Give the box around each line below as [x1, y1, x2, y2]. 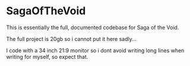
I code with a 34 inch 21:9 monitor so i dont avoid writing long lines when [6, 46, 185, 54]
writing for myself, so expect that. [6, 53, 88, 60]
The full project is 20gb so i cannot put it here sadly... [6, 35, 137, 42]
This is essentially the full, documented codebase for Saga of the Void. [6, 24, 179, 31]
